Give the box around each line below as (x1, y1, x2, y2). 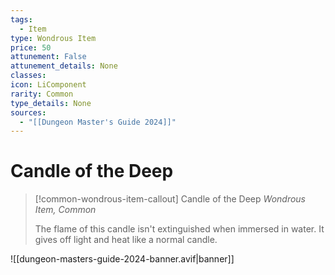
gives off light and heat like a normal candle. (34, 234, 218, 246)
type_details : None (10, 98, 92, 108)
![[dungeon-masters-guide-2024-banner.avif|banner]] (10, 253, 235, 265)
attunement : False (10, 52, 87, 62)
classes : (10, 71, 47, 81)
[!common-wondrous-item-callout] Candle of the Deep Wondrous (34, 193, 307, 205)
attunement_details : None (10, 61, 118, 71)
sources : (10, 107, 47, 118)
